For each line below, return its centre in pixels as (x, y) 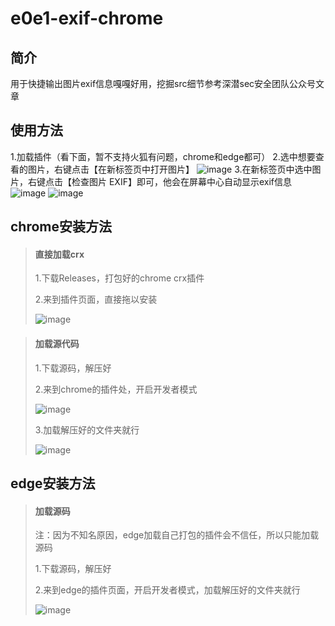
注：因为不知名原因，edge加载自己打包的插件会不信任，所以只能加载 (177, 535)
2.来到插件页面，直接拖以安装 (96, 299)
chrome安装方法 (61, 227)
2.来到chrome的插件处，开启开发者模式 (116, 389)
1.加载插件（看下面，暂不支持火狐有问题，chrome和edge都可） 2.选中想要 (163, 156)
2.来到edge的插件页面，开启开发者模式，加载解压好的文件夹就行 (167, 590)
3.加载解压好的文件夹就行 (87, 429)
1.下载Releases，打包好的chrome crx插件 (119, 278)
